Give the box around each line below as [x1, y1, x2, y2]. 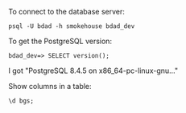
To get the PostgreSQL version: [8, 36, 113, 46]
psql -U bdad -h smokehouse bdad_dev [8, 22, 135, 30]
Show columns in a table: [8, 82, 92, 91]
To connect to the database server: [8, 7, 125, 16]
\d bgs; [8, 97, 35, 105]
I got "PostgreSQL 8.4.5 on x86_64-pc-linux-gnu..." [8, 66, 179, 75]
